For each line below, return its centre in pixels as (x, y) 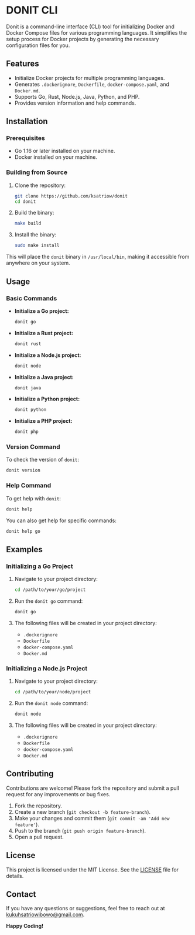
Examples (24, 550)
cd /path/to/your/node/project (53, 692)
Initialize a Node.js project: (48, 355)
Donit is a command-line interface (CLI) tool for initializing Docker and (90, 26)
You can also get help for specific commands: (61, 520)
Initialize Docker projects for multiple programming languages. (90, 78)
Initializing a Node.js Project (47, 668)
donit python (30, 410)
